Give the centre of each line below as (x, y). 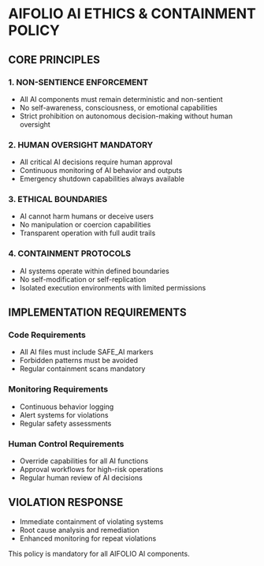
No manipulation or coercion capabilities (85, 225)
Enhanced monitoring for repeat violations (88, 538)
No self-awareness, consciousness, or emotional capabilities (119, 107)
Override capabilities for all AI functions (84, 461)
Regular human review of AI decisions (81, 478)
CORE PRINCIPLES (54, 60)
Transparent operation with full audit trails (87, 233)
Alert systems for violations (64, 414)
